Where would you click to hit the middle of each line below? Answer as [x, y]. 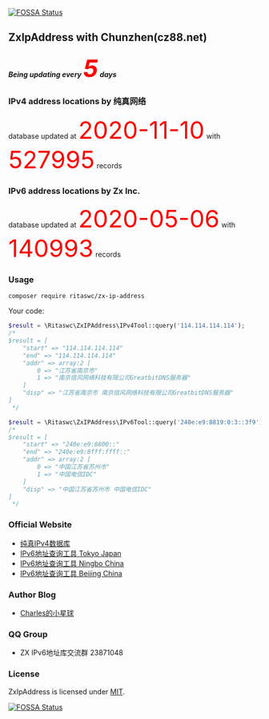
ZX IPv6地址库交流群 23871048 [72, 652]
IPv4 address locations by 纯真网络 [77, 102]
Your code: [26, 311]
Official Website [40, 525]
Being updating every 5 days [63, 68]
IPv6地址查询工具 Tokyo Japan [70, 553]
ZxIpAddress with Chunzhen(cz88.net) [108, 37]
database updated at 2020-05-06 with [122, 219]
